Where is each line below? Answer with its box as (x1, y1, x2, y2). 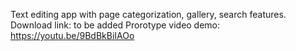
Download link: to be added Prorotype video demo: (10, 19, 221, 31)
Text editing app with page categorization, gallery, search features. (10, 9, 287, 20)
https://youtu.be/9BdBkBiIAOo (10, 30, 135, 41)
